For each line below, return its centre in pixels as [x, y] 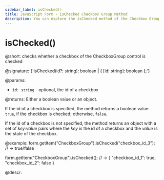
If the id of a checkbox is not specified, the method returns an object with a [81, 123]
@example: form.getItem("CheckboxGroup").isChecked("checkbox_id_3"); [80, 143]
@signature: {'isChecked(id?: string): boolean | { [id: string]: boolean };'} [78, 71]
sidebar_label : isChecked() [34, 10]
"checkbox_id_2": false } [30, 163]
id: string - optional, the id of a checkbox [55, 90]
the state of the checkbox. [31, 134]
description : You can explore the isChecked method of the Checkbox [76, 19]
